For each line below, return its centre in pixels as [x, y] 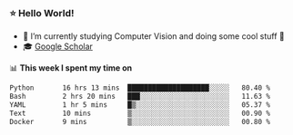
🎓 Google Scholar [58, 46]
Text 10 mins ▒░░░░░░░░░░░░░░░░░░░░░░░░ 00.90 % [140, 113]
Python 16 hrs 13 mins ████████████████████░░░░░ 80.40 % [140, 88]
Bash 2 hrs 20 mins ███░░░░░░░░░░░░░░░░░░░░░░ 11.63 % [140, 97]
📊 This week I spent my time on [71, 68]
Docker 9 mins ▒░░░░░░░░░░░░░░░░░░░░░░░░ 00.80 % [140, 121]
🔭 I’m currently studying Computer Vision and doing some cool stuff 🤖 [153, 36]
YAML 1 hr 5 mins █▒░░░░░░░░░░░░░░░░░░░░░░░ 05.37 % [140, 105]
